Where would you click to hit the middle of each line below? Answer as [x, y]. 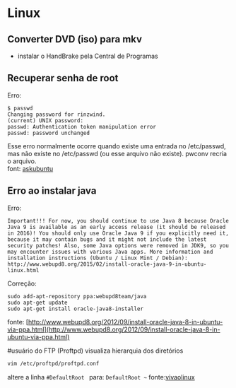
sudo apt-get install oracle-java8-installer [75, 309]
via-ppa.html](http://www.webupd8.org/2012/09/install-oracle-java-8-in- [114, 329]
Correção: [22, 283]
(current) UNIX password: [45, 120]
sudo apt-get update [38, 302]
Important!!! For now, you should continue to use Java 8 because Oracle [118, 221]
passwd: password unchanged [49, 133]
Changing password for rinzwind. [57, 114]
